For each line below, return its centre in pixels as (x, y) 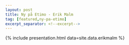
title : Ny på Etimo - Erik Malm (39, 14)
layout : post (19, 10)
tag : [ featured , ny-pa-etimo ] (36, 19)
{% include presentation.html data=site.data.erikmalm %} (65, 38)
